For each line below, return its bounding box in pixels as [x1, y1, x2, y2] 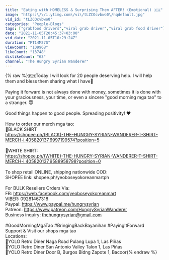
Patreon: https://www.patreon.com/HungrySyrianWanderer [5, 207, 127, 213]
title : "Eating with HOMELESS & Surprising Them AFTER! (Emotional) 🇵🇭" [5, 7, 163, 13]
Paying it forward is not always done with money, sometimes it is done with [5, 89, 161, 95]
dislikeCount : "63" [5, 54, 46, 59]
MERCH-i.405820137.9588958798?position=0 [5, 158, 101, 164]
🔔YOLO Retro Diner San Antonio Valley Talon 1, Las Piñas [5, 244, 123, 250]
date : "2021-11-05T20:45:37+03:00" [5, 31, 80, 36]
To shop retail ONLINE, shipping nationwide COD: [5, 169, 108, 175]
